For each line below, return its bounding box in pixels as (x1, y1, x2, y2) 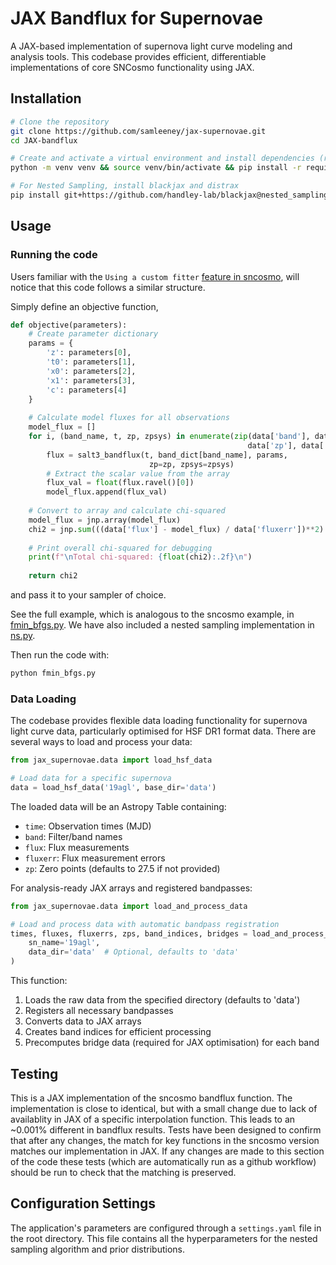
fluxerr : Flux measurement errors (24, 852, 166, 864)
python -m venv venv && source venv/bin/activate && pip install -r (10, 163, 302, 173)
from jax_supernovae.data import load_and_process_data (10, 901, 248, 911)
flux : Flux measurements (24, 841, 130, 853)
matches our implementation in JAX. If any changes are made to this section (10, 1145, 325, 1157)
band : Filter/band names (24, 830, 123, 842)
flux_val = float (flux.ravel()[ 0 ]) (46, 478, 195, 488)
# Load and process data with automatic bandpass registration (10, 919, 280, 929)
